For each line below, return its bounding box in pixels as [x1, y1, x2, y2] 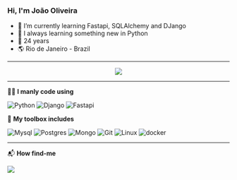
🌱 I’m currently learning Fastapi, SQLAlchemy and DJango [17, 22, 187, 30]
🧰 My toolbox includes [7, 115, 74, 124]
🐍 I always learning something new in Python [17, 29, 148, 37]
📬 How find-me [7, 149, 56, 157]
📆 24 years [17, 37, 49, 45]
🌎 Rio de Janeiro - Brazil [17, 44, 90, 53]
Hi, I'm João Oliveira [7, 6, 78, 16]
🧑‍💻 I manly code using [7, 88, 74, 96]
